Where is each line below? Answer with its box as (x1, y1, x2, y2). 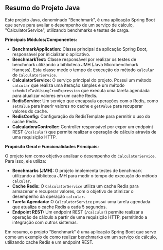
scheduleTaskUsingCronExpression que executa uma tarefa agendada (12, 87, 150, 93)
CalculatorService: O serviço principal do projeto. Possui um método (12, 77, 152, 83)
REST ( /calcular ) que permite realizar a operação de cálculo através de (12, 129, 157, 135)
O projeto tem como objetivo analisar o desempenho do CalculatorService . (5, 153, 156, 159)
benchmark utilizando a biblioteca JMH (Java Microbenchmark (12, 61, 139, 67)
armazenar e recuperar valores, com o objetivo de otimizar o (12, 188, 134, 194)
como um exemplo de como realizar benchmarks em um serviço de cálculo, (5, 234, 157, 240)
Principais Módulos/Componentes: (5, 37, 77, 42)
